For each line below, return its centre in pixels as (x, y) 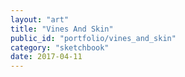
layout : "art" (40, 19)
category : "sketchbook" (60, 47)
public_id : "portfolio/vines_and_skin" (93, 38)
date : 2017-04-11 (46, 57)
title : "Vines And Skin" (62, 29)
